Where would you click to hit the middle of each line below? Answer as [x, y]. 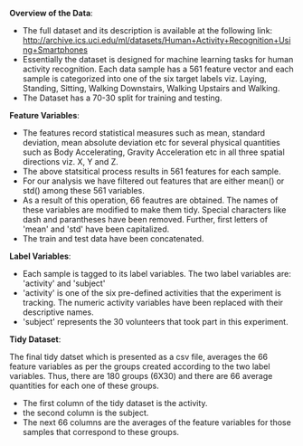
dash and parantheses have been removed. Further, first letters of [145, 219]
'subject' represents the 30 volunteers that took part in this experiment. [155, 322]
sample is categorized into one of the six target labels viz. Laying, [144, 79]
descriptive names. [58, 312]
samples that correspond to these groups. [100, 432]
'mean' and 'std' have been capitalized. [96, 229]
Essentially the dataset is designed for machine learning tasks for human [158, 59]
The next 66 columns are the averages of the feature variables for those [156, 422]
